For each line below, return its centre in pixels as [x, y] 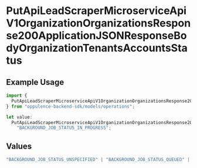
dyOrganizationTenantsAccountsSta [97, 48]
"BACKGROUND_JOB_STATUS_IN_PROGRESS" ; [64, 128]
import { [17, 95]
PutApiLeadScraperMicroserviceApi [96, 11]
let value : [19, 117]
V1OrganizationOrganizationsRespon [98, 23]
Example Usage [35, 82]
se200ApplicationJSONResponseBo [96, 36]
